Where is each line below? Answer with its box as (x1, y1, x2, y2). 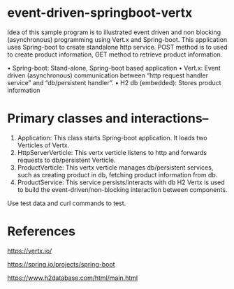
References (7, 223, 75, 239)
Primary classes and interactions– (7, 110, 209, 126)
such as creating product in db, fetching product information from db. (17, 170, 218, 179)
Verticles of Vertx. (17, 141, 70, 149)
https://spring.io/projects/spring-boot (7, 260, 115, 268)
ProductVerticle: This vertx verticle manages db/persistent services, (17, 163, 214, 172)
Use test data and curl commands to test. (7, 199, 126, 207)
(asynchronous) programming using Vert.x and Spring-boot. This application (7, 35, 228, 43)
